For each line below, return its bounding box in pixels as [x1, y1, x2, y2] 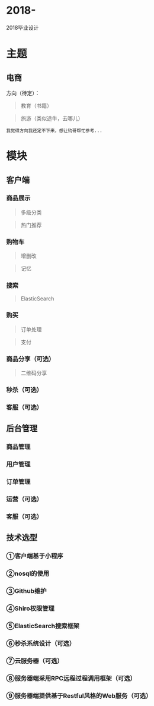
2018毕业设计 [6, 24, 39, 31]
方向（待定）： [6, 89, 40, 96]
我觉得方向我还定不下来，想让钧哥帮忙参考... [6, 127, 102, 134]
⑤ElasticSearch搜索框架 [6, 622, 80, 630]
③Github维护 [6, 587, 47, 595]
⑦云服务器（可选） [6, 657, 63, 665]
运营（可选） [6, 495, 43, 503]
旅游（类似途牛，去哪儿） [20, 114, 84, 122]
